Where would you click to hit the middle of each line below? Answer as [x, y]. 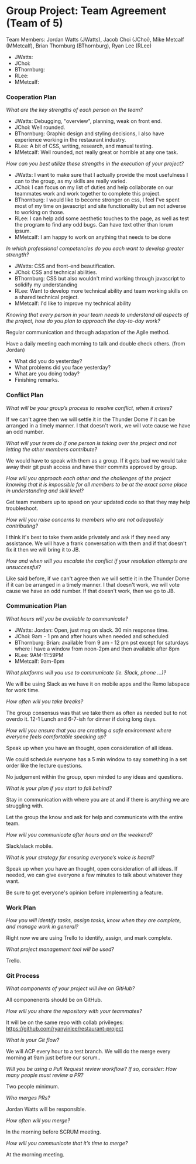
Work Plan [21, 908]
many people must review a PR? [45, 1075]
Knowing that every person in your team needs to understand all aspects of [97, 315]
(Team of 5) [35, 23]
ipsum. [23, 231]
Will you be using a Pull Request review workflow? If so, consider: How [92, 1069]
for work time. [23, 690]
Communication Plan [37, 606]
